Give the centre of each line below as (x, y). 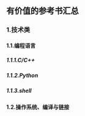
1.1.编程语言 (21, 45)
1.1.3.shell (19, 91)
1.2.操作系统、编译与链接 (38, 107)
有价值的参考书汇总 (42, 11)
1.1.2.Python (22, 75)
